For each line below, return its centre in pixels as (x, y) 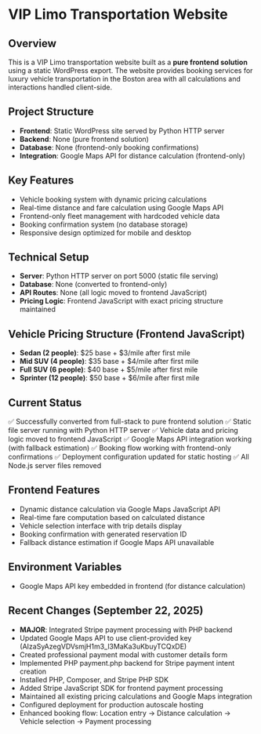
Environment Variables (65, 567)
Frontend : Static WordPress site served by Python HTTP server (122, 130)
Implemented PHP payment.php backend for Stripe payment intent (127, 663)
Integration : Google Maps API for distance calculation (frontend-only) (132, 155)
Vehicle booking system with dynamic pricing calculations (113, 199)
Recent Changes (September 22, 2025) (106, 610)
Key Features (41, 181)
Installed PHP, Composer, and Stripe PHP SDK (94, 679)
